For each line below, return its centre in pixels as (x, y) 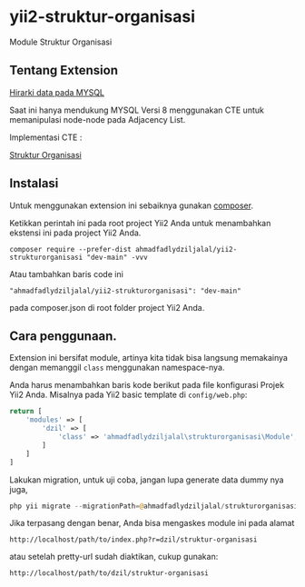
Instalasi (34, 184)
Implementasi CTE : (46, 137)
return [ (26, 412)
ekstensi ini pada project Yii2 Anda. (75, 233)
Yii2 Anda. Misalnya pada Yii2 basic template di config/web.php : (128, 395)
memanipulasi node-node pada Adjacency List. (98, 119)
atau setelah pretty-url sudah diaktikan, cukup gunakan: (114, 557)
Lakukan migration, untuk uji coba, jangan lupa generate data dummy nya (147, 480)
